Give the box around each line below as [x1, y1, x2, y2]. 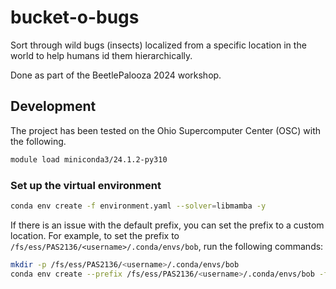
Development [10, 98, 97, 115]
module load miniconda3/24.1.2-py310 [10, 154, 168, 165]
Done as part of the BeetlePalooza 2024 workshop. [10, 69, 222, 81]
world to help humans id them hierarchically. [10, 49, 193, 61]
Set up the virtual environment [10, 178, 162, 192]
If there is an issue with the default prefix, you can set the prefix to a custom [10, 219, 325, 231]
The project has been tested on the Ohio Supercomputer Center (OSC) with [10, 124, 322, 136]
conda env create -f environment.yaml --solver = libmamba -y [10, 201, 267, 211]
